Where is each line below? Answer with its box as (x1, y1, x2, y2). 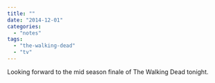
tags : (7, 36, 23, 43)
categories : (7, 23, 41, 30)
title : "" (7, 10, 36, 17)
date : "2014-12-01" (7, 17, 64, 24)
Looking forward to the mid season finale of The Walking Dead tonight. (7, 67, 209, 76)
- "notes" (13, 29, 41, 37)
